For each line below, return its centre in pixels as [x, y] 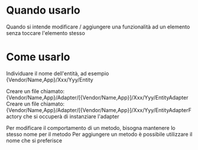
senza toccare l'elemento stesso [46, 33]
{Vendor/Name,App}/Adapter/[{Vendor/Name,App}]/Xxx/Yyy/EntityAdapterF [99, 110]
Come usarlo [38, 57]
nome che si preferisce [34, 141]
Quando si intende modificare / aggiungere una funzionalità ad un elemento [98, 27]
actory [14, 116]
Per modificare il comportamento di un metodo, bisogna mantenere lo [91, 127]
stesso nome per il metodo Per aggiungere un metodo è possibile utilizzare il [99, 134]
